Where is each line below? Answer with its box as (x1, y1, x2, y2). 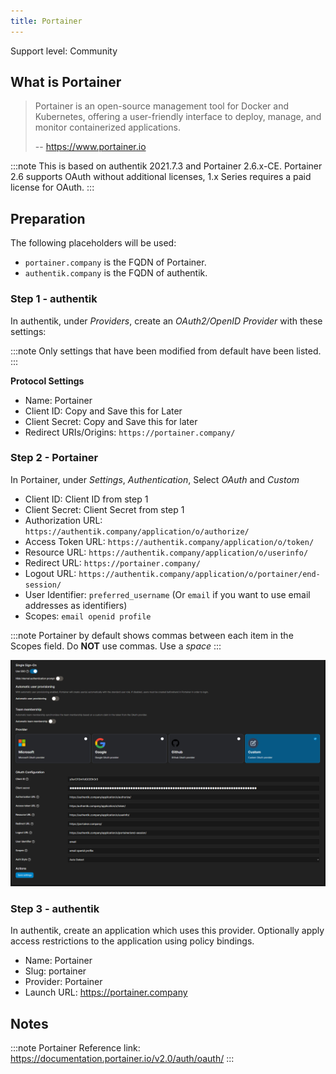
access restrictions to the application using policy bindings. (10, 935, 255, 947)
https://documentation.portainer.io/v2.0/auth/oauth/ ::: (10, 1053, 235, 1065)
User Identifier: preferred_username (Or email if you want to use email (24, 588, 311, 600)
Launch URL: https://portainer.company (24, 986, 188, 999)
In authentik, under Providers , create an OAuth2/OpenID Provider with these (10, 315, 323, 327)
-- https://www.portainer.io (34, 141, 147, 153)
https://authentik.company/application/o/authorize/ (24, 526, 250, 537)
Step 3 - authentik (10, 902, 100, 916)
